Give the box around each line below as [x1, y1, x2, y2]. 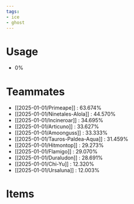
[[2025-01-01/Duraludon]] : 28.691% [14, 154, 103, 162]
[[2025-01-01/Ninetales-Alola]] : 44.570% [14, 111, 116, 118]
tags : [6, 8, 19, 15]
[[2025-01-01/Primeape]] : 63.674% [14, 104, 102, 112]
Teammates [6, 85, 65, 98]
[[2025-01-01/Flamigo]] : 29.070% [14, 148, 98, 155]
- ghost [6, 19, 25, 25]
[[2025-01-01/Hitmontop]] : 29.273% [14, 142, 104, 149]
